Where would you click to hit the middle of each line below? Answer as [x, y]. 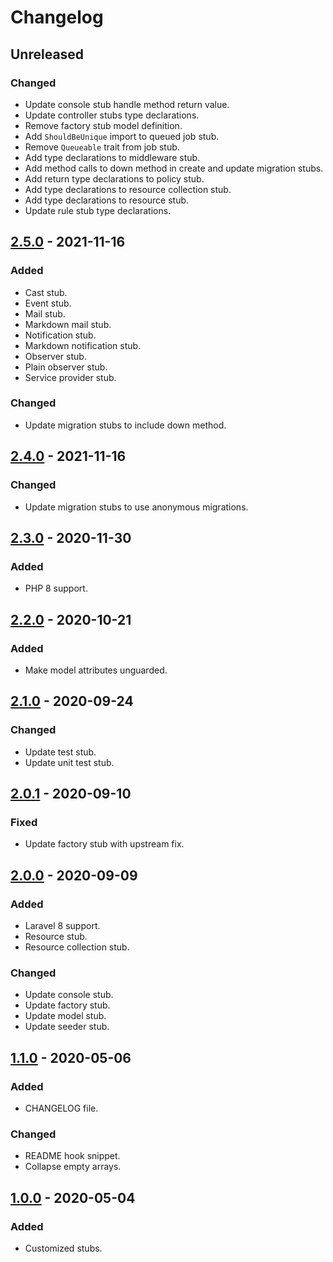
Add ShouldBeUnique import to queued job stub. [122, 136]
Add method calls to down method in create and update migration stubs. [174, 168]
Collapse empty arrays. [73, 1167]
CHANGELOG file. [61, 1108]
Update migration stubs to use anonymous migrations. [136, 507]
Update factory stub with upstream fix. [104, 844]
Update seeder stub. [67, 1027]
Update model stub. [65, 1016]
